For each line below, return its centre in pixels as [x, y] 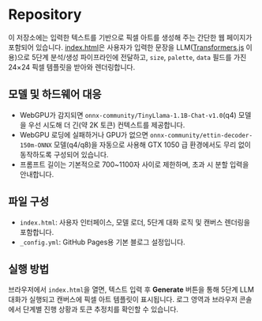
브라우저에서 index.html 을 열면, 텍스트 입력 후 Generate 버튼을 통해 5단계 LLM [131, 289]
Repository [45, 15]
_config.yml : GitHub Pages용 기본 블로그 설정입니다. [102, 242]
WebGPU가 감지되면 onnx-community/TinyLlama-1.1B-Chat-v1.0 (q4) [128, 115]
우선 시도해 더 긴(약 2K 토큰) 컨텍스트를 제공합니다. [107, 125]
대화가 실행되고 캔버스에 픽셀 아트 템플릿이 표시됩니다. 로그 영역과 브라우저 [123, 300]
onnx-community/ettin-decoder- [201, 135]
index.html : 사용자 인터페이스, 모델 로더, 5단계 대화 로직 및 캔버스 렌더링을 [135, 222]
